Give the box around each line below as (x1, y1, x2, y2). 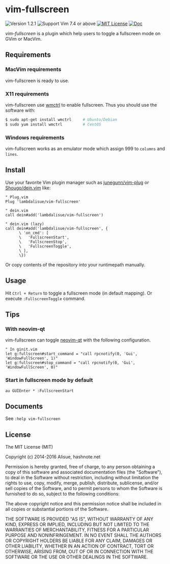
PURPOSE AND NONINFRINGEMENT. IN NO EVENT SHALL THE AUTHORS (5, 532, 162, 538)
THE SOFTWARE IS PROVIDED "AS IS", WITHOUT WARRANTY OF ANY (5, 516, 154, 522)
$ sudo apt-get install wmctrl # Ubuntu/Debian (5, 117, 117, 122)
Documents (5, 402, 43, 410)
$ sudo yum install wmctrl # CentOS (5, 121, 101, 127)
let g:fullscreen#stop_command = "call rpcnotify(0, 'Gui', (5, 360, 136, 365)
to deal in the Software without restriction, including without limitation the (5, 475, 159, 481)
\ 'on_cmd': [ (18, 230, 49, 235)
